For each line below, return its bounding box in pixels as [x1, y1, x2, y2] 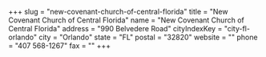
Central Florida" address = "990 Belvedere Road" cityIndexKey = [8, 24, 223, 33]
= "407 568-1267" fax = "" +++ [8, 41, 111, 51]
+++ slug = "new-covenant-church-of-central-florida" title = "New [8, 7, 228, 16]
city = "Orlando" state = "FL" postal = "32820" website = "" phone [38, 32, 258, 42]
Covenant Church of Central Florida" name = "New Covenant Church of [8, 15, 244, 25]
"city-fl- [224, 24, 251, 33]
